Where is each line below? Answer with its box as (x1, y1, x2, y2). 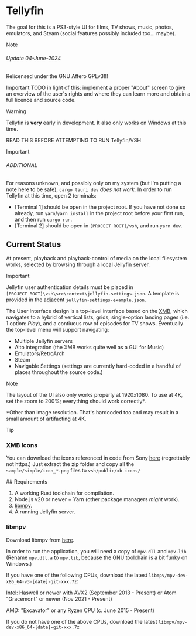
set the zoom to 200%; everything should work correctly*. (6, 397, 146, 405)
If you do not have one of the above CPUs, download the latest (6, 618, 157, 625)
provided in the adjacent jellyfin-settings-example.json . (6, 296, 146, 303)
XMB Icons (6, 441, 38, 450)
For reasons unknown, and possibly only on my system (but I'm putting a (6, 180, 181, 187)
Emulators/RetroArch (14, 350, 66, 357)
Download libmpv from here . (6, 536, 75, 543)
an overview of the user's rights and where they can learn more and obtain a (6, 90, 191, 97)
